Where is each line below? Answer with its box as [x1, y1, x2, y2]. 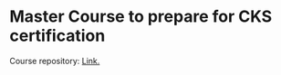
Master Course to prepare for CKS [9, 6, 273, 27]
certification [9, 25, 106, 46]
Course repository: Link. [9, 55, 100, 66]
